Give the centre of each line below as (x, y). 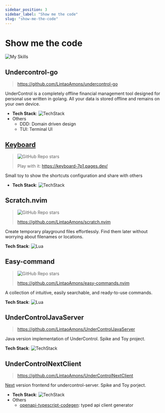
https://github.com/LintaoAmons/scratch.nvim (64, 222)
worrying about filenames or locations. (44, 236)
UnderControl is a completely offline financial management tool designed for (83, 93)
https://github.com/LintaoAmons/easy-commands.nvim (73, 283)
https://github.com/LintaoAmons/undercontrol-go (67, 84)
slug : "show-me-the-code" (32, 19)
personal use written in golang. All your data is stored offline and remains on (82, 99)
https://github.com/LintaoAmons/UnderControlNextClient (75, 376)
